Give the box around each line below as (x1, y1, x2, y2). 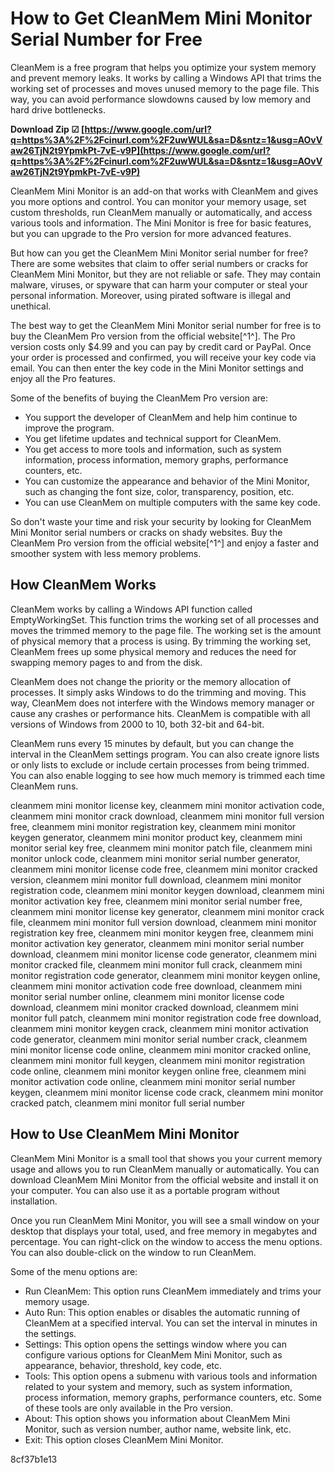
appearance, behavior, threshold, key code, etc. (24, 1359, 223, 1371)
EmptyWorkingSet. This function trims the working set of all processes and (10, 613, 320, 626)
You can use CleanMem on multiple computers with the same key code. (24, 496, 321, 508)
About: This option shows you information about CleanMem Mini (24, 1412, 291, 1424)
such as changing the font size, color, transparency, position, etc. (24, 485, 295, 497)
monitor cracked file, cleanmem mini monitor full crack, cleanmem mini (10, 958, 303, 971)
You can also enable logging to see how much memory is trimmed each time (10, 769, 326, 781)
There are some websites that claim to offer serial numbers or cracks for (10, 257, 309, 269)
